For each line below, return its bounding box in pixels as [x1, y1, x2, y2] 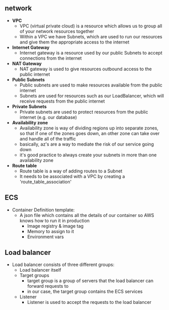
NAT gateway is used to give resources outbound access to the [19, 66, 152, 72]
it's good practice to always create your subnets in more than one [19, 152, 157, 158]
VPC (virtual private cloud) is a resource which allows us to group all [19, 23, 162, 29]
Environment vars [27, 234, 64, 240]
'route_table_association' [19, 179, 72, 185]
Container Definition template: [12, 207, 75, 213]
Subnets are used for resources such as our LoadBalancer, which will [19, 93, 164, 99]
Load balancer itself [19, 267, 61, 273]
